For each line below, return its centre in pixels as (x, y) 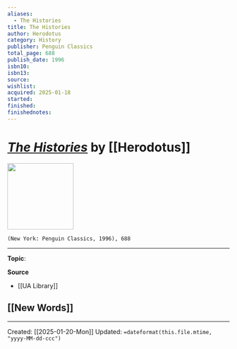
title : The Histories (39, 27)
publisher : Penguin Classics (50, 47)
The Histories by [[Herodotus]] (99, 147)
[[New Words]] (41, 308)
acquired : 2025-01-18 (39, 93)
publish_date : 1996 (36, 60)
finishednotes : (30, 112)
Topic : (17, 258)
